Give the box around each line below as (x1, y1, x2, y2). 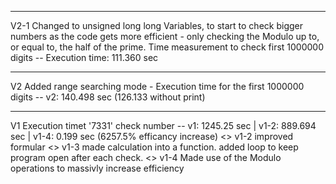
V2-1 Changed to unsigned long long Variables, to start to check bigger (10, 20, 303, 31)
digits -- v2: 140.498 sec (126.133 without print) (10, 91, 206, 103)
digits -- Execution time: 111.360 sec (10, 52, 159, 63)
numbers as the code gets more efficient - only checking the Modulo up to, (10, 31, 320, 42)
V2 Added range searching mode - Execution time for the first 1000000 (10, 81, 305, 92)
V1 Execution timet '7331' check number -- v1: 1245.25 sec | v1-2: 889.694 (10, 120, 317, 131)
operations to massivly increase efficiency (10, 162, 185, 174)
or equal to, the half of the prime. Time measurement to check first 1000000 (10, 41, 325, 53)
